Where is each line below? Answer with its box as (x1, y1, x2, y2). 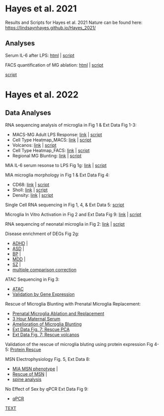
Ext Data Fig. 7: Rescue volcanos (12, 332, 79, 337)
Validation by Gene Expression (12, 291, 75, 297)
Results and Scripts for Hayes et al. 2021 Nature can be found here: (5, 19, 143, 25)
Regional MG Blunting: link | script (12, 153, 82, 159)
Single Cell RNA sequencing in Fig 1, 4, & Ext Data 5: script (5, 202, 124, 208)
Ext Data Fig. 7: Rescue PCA (12, 326, 70, 332)
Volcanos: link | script (12, 142, 57, 148)
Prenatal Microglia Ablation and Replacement (12, 310, 105, 316)
